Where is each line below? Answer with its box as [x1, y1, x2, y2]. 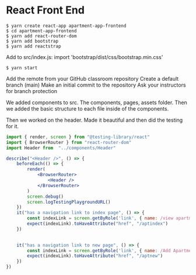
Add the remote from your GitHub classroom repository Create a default [6, 75, 179, 82]
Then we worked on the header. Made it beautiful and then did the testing [6, 116, 183, 123]
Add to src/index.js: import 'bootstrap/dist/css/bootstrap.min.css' [6, 53, 163, 60]
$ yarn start [6, 65, 38, 71]
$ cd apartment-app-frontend [6, 27, 77, 34]
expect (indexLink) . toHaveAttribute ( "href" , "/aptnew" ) [27, 253, 163, 259]
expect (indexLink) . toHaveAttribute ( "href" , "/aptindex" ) [27, 221, 168, 227]
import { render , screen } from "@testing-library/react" [6, 134, 150, 140]
